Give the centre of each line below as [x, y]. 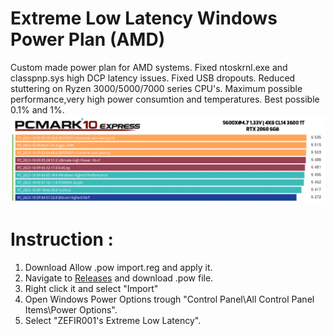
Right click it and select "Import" [91, 288]
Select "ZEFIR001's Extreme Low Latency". [113, 320]
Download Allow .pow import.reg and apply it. [118, 267]
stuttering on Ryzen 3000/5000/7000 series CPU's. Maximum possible [156, 88]
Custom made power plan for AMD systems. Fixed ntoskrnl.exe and [149, 67]
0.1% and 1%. [37, 109]
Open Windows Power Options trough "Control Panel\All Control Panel [169, 299]
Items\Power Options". [71, 309]
